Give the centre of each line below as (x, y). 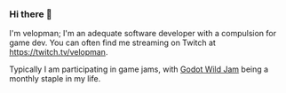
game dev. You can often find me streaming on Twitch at (112, 43)
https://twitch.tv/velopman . (59, 52)
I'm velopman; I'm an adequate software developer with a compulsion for (143, 34)
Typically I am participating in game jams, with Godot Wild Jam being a (139, 69)
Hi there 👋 (31, 14)
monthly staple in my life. (55, 79)
